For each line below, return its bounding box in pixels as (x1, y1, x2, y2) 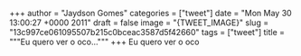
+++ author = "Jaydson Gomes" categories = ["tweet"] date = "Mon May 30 (9, 8, 292, 18)
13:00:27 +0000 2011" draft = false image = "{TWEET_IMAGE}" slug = (9, 17, 269, 28)
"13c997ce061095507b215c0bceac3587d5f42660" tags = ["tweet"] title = (9, 27, 286, 37)
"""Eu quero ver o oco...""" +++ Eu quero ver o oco (9, 36, 200, 47)
